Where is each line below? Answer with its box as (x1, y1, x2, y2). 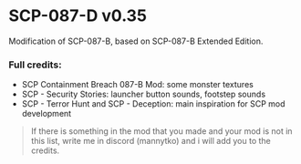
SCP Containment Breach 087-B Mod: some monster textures (21, 79, 254, 90)
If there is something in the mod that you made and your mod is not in (30, 126, 293, 137)
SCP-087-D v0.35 (8, 5, 148, 26)
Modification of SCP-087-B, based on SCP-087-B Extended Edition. (8, 36, 264, 46)
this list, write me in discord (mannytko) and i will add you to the (30, 136, 271, 147)
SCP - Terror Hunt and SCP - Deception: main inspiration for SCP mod (21, 98, 285, 109)
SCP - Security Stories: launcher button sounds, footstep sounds (21, 88, 266, 100)
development (21, 108, 72, 119)
